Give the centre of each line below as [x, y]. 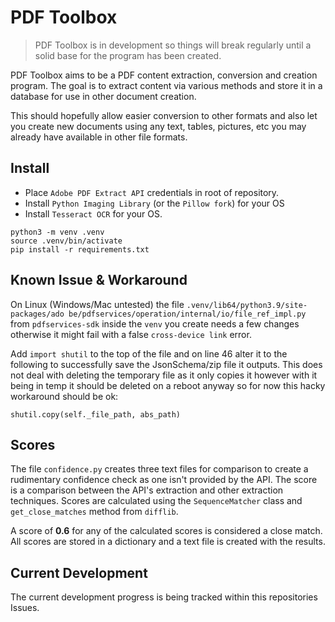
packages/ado [37, 314]
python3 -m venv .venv [57, 232]
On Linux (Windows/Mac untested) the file [97, 304]
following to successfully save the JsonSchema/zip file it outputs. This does [166, 364]
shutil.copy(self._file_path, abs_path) [96, 414]
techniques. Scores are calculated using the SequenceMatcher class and [156, 501]
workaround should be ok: [64, 396]
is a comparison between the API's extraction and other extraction [147, 490]
